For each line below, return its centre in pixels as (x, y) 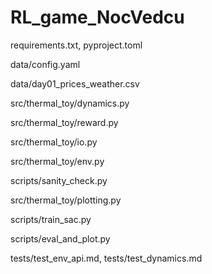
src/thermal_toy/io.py (54, 142)
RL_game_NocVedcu (97, 17)
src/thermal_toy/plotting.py (66, 200)
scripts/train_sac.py (51, 219)
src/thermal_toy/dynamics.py (70, 103)
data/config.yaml (45, 64)
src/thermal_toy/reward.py (64, 122)
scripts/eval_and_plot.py (60, 238)
